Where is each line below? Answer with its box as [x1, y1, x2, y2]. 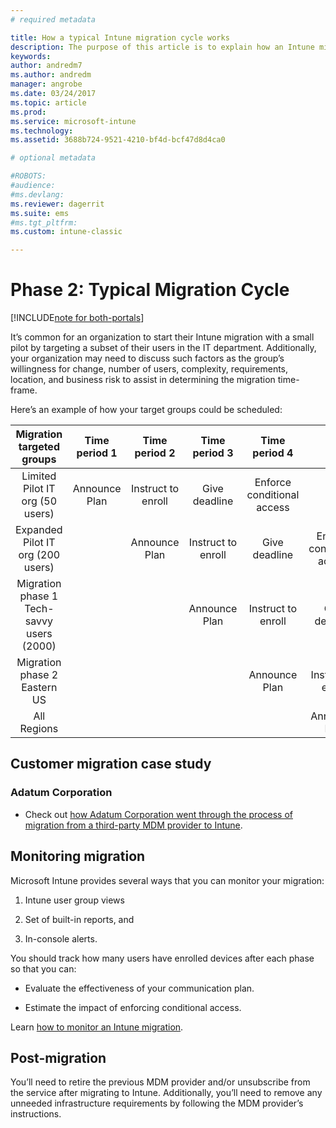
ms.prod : [10, 107, 47, 117]
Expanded [15, 523, 63, 537]
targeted [18, 440, 60, 454]
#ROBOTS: [10, 171, 47, 181]
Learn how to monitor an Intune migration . [10, 1021, 184, 1033]
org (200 [18, 548, 61, 562]
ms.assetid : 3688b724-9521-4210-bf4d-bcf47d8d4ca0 [10, 135, 226, 145]
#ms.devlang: [10, 189, 65, 200]
